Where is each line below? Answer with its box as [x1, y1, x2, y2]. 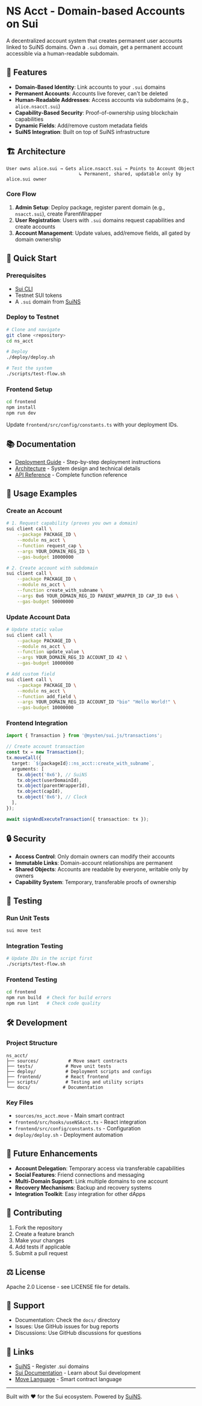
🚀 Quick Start [6, 253, 57, 264]
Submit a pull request [14, 1249, 68, 1256]
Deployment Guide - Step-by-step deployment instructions [14, 458, 161, 465]
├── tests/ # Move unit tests [6, 1063, 112, 1069]
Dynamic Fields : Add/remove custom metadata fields [14, 122, 148, 129]
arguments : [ [11, 766, 44, 772]
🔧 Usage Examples [6, 489, 78, 499]
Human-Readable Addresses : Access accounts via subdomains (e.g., [14, 96, 189, 103]
